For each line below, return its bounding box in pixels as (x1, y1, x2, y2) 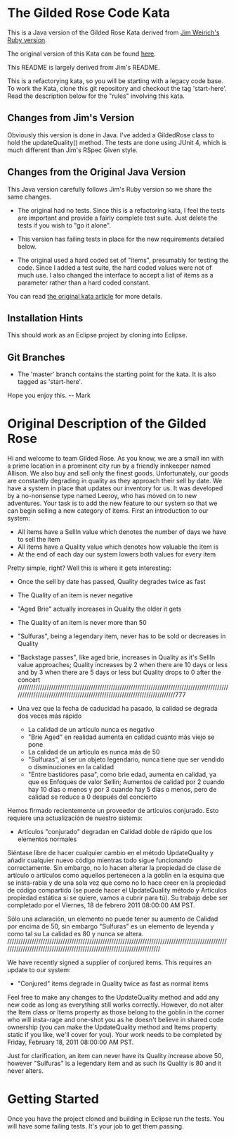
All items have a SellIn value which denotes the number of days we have (17, 528, 227, 536)
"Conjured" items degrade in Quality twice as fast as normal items (17, 979, 209, 988)
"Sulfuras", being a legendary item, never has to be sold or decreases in (17, 632, 226, 640)
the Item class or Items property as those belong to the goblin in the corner (7, 1008, 225, 1017)
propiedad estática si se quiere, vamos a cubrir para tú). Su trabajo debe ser (7, 893, 228, 902)
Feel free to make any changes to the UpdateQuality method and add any (7, 993, 220, 1002)
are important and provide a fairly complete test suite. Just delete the (17, 213, 218, 222)
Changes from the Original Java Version (7, 166, 186, 178)
